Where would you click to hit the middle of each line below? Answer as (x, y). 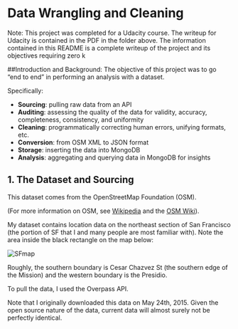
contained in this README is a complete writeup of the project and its (109, 48)
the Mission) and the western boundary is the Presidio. (87, 275)
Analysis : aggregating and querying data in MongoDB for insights (114, 157)
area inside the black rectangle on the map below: (81, 239)
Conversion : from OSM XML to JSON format (83, 142)
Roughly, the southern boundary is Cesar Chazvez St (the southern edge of (118, 267)
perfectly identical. (35, 318)
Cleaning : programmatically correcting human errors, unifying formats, (121, 127)
